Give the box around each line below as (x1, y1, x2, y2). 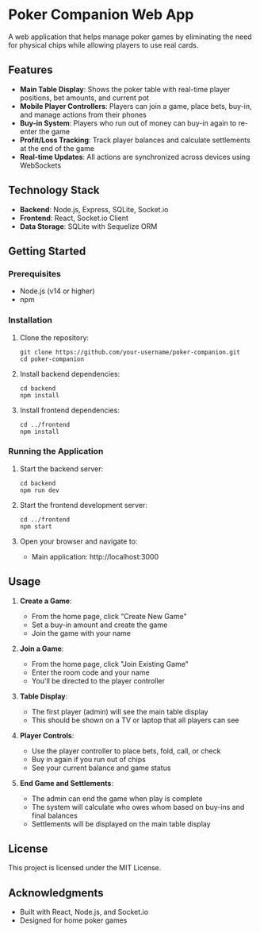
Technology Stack (8, 184, 100, 197)
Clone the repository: (19, 332, 90, 343)
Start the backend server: (19, 463, 104, 474)
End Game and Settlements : (19, 778, 113, 788)
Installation (8, 315, 53, 326)
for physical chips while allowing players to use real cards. (8, 40, 199, 49)
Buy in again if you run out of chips (31, 754, 147, 764)
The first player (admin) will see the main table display (31, 707, 208, 716)
